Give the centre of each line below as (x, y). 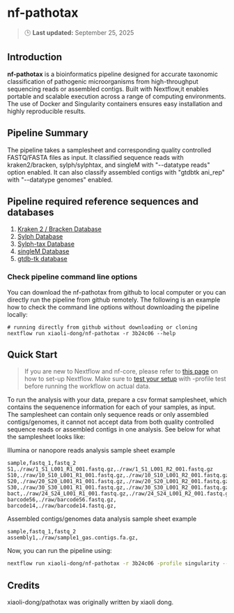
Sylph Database (40, 237)
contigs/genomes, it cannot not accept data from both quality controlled (111, 422)
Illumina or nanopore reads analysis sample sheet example (91, 450)
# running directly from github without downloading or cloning (102, 327)
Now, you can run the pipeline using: (60, 551)
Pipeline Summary (48, 133)
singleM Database (43, 251)
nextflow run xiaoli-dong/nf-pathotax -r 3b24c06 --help (92, 333)
